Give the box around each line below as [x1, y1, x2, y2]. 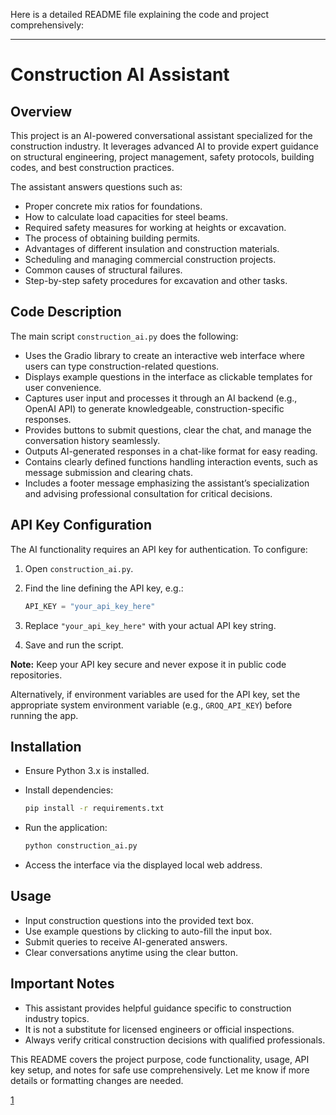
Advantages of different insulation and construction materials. [24, 243, 280, 254]
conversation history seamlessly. [24, 434, 161, 446]
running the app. [10, 709, 79, 721]
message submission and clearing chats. [24, 466, 194, 478]
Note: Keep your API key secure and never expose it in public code [10, 658, 287, 670]
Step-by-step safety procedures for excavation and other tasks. [24, 275, 288, 286]
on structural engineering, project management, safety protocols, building [10, 151, 315, 163]
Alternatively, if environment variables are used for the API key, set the [10, 688, 301, 700]
